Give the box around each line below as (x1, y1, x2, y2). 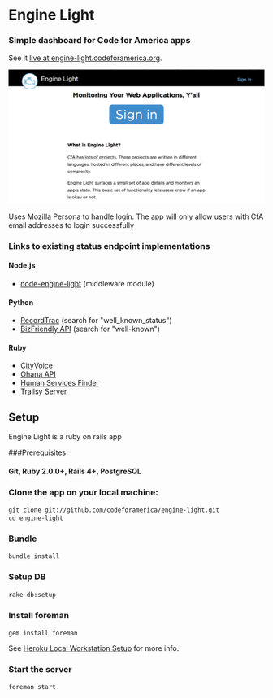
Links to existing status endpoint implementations (8, 240, 210, 251)
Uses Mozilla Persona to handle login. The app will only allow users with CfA (8, 212, 264, 221)
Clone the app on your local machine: (8, 486, 158, 498)
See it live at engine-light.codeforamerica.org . (8, 53, 162, 63)
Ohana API (19, 369, 57, 379)
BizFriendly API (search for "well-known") (19, 324, 161, 334)
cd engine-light (8, 514, 63, 522)
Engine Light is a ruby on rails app (8, 432, 122, 442)
